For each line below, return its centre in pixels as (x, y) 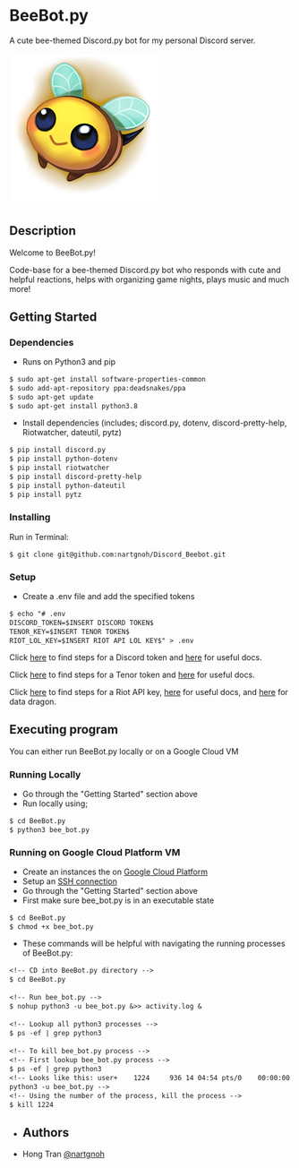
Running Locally (45, 774)
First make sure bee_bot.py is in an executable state (118, 900)
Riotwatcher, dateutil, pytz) (72, 433)
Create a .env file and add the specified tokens (108, 597)
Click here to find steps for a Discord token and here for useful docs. (136, 657)
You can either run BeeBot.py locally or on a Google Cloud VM (124, 751)
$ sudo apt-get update (51, 398)
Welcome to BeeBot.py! (53, 253)
